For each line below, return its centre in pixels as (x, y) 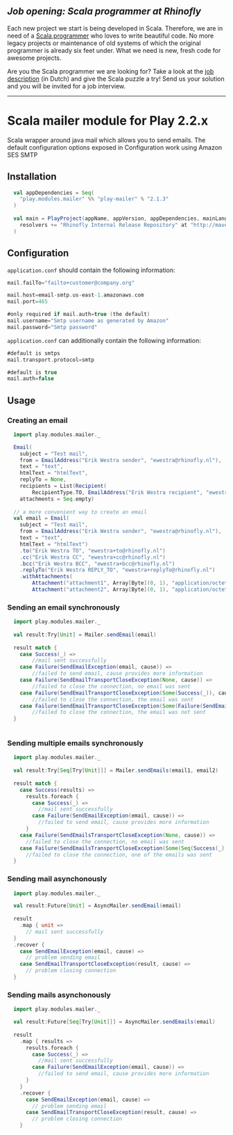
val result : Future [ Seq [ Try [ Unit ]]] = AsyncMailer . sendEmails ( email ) (114, 1022)
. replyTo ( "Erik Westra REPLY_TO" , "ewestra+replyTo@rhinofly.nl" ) (118, 570)
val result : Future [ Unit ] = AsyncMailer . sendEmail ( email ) (97, 906)
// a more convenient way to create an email (80, 512)
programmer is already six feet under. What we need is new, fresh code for (114, 50)
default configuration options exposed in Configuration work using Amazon (115, 147)
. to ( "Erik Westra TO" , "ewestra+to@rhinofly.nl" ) (93, 550)
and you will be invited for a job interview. (67, 86)
